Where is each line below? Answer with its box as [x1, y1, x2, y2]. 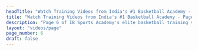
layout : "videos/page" [6, 25, 62, 31]
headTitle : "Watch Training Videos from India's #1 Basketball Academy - [6, 8, 192, 15]
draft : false [6, 36, 38, 42]
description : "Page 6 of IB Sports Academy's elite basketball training [6, 19, 189, 25]
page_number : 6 [6, 30, 44, 36]
